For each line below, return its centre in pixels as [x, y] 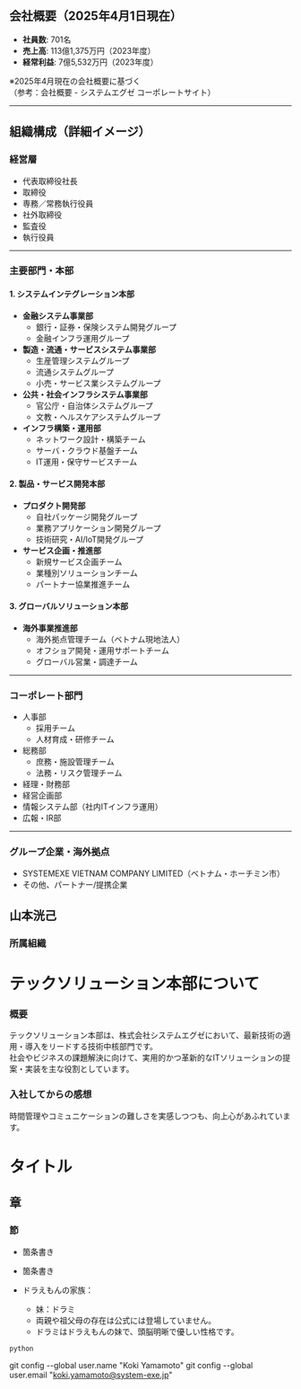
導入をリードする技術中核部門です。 [91, 1047]
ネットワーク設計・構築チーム [90, 439]
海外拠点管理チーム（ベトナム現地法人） [110, 640]
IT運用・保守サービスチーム [86, 462]
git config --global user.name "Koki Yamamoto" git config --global [131, 1366]
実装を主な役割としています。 [79, 1069]
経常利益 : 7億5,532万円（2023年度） [90, 62]
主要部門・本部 [42, 270]
